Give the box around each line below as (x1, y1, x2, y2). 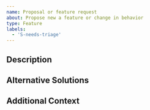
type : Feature (6, 20, 43, 26)
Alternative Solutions (6, 75, 89, 86)
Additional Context (6, 96, 80, 106)
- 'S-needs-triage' (12, 32, 62, 38)
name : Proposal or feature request (6, 9, 97, 15)
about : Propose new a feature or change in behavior (6, 15, 144, 21)
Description (6, 54, 52, 65)
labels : (6, 26, 26, 32)
